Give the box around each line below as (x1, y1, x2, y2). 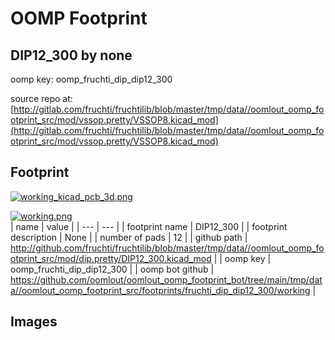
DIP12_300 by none (10, 47, 133, 64)
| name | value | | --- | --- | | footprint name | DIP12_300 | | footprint (10, 220, 288, 232)
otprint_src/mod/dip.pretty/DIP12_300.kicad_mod (10, 252, 212, 264)
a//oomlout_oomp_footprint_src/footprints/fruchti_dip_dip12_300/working (10, 284, 311, 296)
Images (10, 313, 58, 331)
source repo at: (10, 93, 73, 104)
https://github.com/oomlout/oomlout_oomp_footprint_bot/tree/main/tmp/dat (10, 273, 323, 286)
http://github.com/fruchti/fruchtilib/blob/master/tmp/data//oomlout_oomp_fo (10, 242, 325, 254)
